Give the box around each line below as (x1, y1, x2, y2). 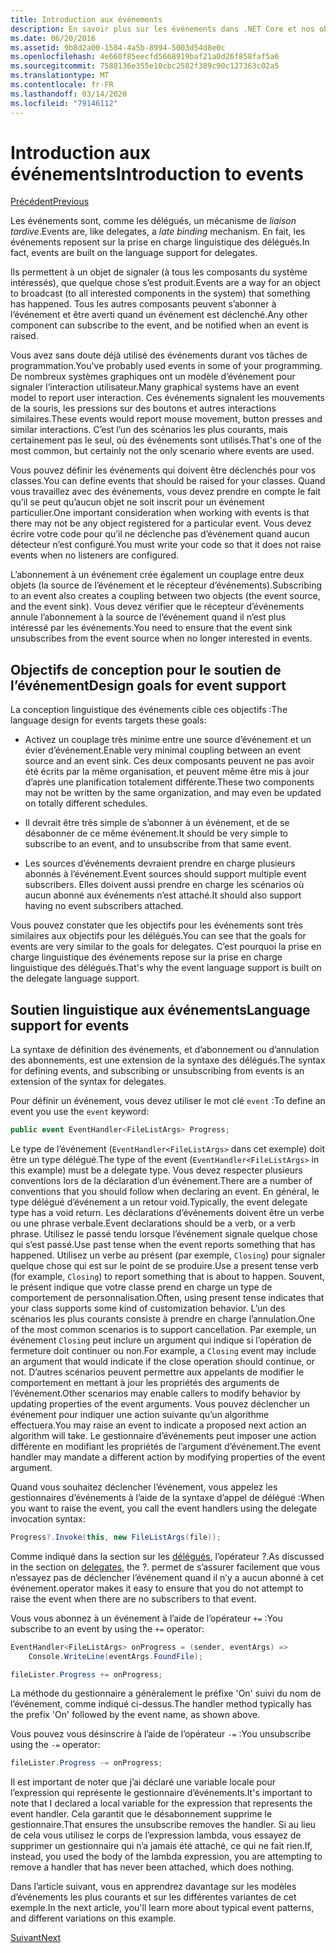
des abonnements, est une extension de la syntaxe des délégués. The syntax (10, 1054, 326, 1066)
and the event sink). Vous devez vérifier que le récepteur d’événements (10, 601, 305, 613)
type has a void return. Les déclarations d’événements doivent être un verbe (10, 1206, 325, 1218)
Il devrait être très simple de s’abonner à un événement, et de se (24, 817, 290, 829)
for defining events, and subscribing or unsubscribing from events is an (10, 1065, 305, 1077)
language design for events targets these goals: (10, 714, 207, 726)
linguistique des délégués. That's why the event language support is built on (10, 962, 322, 974)
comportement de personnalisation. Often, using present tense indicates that (10, 1291, 325, 1303)
